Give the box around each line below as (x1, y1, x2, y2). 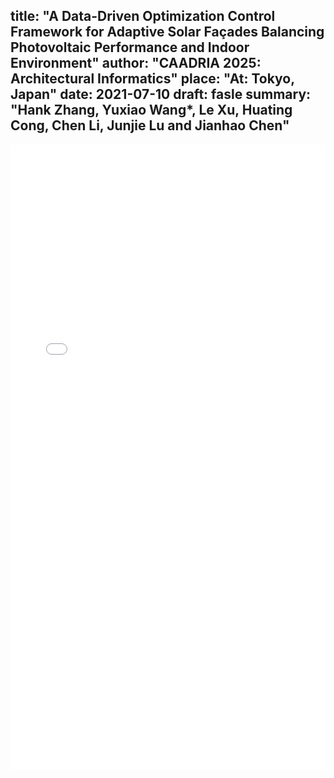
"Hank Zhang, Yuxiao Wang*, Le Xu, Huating (10, 102, 293, 119)
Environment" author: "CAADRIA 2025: (10, 55, 262, 72)
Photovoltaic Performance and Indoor (10, 39, 250, 56)
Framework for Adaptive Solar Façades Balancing (10, 24, 325, 41)
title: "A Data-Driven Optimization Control (10, 8, 276, 25)
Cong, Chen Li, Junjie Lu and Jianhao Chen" (10, 117, 290, 134)
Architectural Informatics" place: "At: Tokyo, (10, 70, 295, 88)
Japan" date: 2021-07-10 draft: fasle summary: (10, 86, 312, 103)
